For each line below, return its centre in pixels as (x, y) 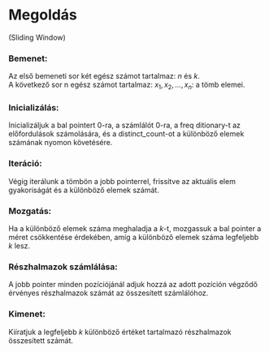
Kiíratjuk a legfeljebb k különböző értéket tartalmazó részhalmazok (120, 332)
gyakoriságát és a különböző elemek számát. (84, 190)
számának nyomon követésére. (61, 143)
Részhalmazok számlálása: (63, 267)
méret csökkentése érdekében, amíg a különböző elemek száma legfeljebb (134, 237)
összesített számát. (41, 340)
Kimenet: (27, 314)
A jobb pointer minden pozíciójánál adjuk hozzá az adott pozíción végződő (133, 285)
